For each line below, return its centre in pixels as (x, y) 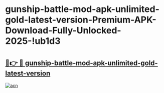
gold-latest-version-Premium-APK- (81, 20)
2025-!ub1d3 (33, 41)
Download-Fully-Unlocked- (63, 30)
